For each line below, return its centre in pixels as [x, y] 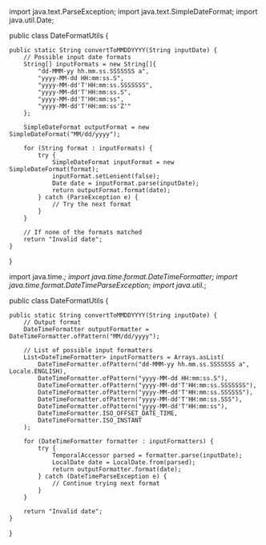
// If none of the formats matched [83, 232]
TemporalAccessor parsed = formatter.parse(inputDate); [147, 455]
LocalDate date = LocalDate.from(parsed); [124, 463]
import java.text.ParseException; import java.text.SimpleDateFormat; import [133, 12]
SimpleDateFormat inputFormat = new [113, 162]
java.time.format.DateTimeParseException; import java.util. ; [108, 285]
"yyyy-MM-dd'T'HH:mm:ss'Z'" [85, 106]
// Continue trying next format [106, 483]
